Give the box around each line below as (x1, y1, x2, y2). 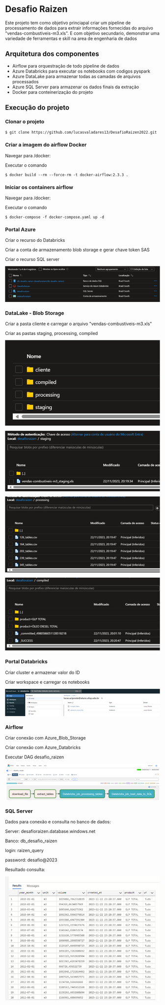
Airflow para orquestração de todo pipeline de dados (12, 63, 119, 69)
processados (12, 78, 39, 84)
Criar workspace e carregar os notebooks (5, 679, 90, 685)
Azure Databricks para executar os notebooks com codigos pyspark (12, 68, 151, 74)
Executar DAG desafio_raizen (5, 754, 64, 760)
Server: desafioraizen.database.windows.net (5, 828, 96, 834)
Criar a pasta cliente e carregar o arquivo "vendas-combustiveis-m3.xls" (5, 321, 152, 327)
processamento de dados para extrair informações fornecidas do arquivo (5, 25, 153, 31)
